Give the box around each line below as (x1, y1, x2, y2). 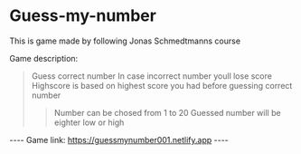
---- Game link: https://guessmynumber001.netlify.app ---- (9, 134, 229, 145)
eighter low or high (53, 117, 125, 128)
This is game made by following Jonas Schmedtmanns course (9, 35, 241, 46)
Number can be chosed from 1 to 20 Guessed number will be (53, 107, 282, 118)
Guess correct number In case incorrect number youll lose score (31, 70, 273, 82)
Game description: (9, 53, 79, 63)
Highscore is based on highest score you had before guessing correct (31, 80, 293, 91)
